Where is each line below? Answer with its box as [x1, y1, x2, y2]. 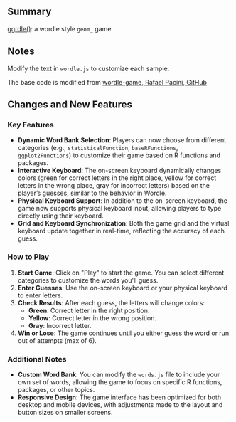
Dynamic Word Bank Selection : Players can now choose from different [17, 136, 227, 144]
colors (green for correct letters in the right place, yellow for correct [17, 174, 217, 182]
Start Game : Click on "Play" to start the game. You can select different [17, 268, 225, 277]
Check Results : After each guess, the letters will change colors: [17, 298, 205, 307]
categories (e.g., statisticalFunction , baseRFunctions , [17, 144, 178, 152]
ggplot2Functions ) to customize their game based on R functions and [17, 151, 220, 159]
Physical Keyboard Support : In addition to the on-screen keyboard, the [17, 196, 227, 205]
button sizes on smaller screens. [17, 408, 113, 416]
